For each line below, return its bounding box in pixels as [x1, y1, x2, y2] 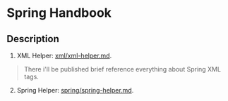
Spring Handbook [6, 5, 112, 21]
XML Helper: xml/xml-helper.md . [16, 51, 112, 60]
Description [6, 33, 59, 45]
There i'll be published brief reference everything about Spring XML [23, 65, 222, 73]
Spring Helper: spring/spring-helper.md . [16, 86, 134, 94]
